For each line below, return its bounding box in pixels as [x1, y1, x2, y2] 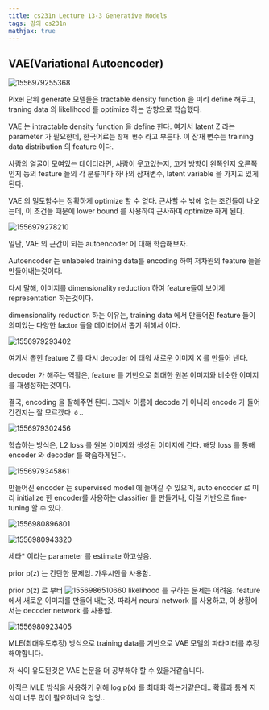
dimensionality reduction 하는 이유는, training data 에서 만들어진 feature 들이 [8, 311, 256, 320]
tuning [8, 503, 30, 513]
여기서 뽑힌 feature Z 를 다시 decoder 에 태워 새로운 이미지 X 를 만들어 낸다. [8, 353, 248, 363]
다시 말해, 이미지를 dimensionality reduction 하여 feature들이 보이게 [8, 283, 226, 293]
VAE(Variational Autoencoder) [8, 56, 163, 70]
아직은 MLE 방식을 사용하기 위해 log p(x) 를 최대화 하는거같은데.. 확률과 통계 [8, 683, 248, 692]
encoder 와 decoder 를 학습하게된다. [8, 450, 126, 460]
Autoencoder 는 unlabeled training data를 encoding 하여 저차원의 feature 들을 [8, 256, 262, 266]
